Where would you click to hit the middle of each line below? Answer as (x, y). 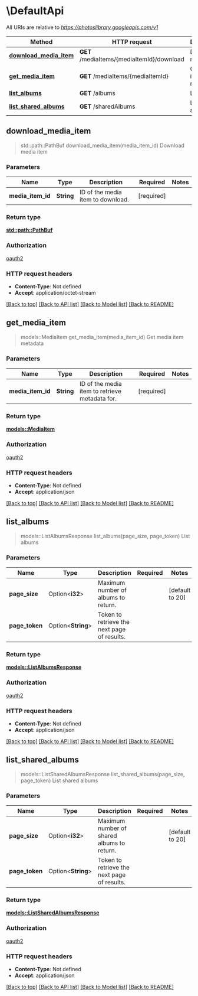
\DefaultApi (35, 11)
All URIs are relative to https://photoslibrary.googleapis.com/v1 (82, 27)
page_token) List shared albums (59, 780)
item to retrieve (100, 391)
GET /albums (98, 93)
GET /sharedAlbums (107, 106)
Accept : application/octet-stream (55, 292)
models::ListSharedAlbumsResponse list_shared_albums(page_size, (103, 774)
